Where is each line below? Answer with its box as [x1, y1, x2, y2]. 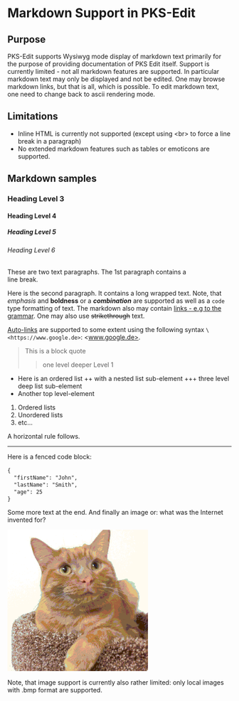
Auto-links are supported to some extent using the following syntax [7, 326, 205, 334]
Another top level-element [17, 390, 95, 398]
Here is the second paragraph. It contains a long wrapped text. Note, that [7, 289, 222, 298]
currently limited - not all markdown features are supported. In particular [7, 68, 220, 75]
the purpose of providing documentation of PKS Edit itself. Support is [7, 60, 210, 68]
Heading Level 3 [7, 194, 65, 204]
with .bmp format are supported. [7, 686, 103, 695]
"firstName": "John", [14, 474, 78, 481]
